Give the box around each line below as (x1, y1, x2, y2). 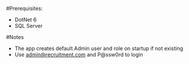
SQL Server (14, 23, 43, 29)
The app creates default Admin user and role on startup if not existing (14, 45, 184, 52)
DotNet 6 (14, 16, 37, 23)
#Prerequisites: (6, 5, 43, 12)
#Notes (6, 34, 24, 40)
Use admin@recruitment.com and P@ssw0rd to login (14, 51, 143, 58)
